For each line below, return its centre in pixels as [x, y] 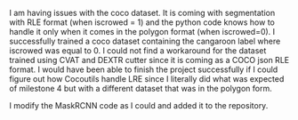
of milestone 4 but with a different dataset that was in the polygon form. [141, 88]
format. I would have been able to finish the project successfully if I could [144, 69]
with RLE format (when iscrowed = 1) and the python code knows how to [142, 22]
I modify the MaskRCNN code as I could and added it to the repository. [139, 105]
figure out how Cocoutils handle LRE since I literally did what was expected [147, 79]
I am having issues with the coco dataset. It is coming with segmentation [142, 13]
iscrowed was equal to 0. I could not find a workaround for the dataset [138, 51]
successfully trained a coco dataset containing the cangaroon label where [145, 41]
